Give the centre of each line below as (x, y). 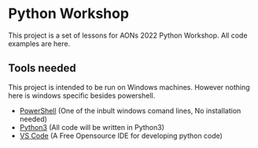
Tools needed (42, 69)
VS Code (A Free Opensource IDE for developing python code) (121, 135)
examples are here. (39, 43)
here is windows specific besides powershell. (82, 96)
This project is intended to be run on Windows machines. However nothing (129, 87)
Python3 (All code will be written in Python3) (92, 127)
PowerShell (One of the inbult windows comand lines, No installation (130, 110)
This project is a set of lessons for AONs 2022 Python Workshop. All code (128, 35)
